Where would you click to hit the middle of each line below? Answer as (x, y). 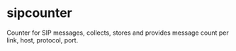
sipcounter (39, 13)
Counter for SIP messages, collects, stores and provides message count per (118, 33)
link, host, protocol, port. (43, 40)
